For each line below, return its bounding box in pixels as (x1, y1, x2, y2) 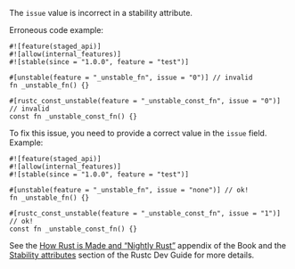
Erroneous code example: (9, 25, 104, 35)
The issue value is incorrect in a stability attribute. (9, 8, 193, 18)
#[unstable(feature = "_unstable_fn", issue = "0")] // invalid (9, 73, 253, 82)
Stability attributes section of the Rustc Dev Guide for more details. (9, 249, 255, 260)
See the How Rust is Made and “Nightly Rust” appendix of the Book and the (9, 240, 287, 250)
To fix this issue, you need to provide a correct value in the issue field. (9, 128, 267, 138)
